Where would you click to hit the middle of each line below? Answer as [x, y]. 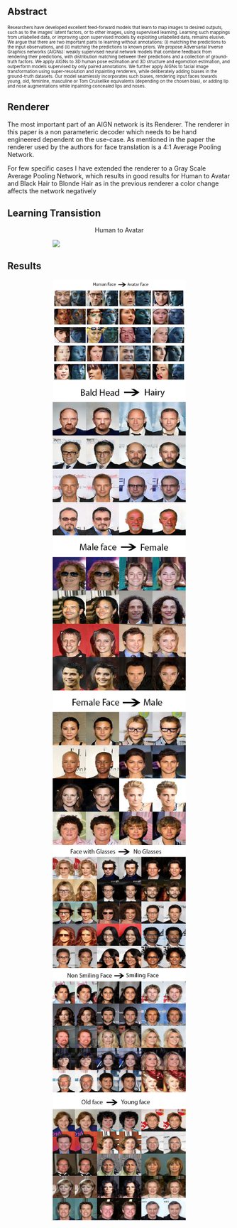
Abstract [27, 12]
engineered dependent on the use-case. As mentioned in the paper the [111, 139]
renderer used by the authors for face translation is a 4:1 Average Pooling [114, 147]
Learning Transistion [54, 214]
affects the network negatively [52, 190]
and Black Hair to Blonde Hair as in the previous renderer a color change [113, 183]
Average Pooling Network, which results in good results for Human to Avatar [119, 176]
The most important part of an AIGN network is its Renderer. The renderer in [118, 124]
